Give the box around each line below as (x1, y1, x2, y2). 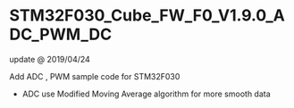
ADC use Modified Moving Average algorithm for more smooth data (21, 88, 271, 99)
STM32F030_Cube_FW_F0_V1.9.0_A (9, 5, 286, 26)
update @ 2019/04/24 (9, 54, 91, 64)
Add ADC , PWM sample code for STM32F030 (9, 71, 181, 81)
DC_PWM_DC (9, 24, 113, 45)
